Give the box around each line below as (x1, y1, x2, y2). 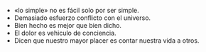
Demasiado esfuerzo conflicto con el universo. (13, 14, 151, 22)
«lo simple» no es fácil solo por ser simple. (13, 6, 140, 14)
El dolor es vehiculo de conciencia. (13, 28, 116, 37)
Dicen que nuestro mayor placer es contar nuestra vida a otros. (13, 36, 200, 45)
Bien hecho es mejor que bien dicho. (13, 21, 122, 29)
